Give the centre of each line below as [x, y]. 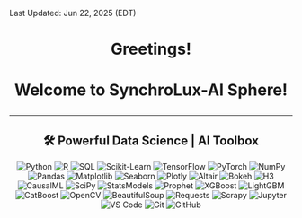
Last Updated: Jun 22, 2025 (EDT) [73, 13]
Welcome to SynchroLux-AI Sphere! [151, 90]
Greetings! [151, 49]
